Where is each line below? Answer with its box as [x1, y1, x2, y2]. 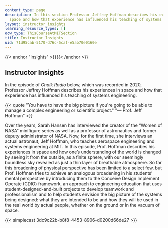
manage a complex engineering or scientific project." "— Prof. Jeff [5, 107, 142, 113]
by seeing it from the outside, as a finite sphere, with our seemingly [5, 154, 144, 160]
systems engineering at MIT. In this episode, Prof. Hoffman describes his [5, 143, 155, 149]
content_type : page [5, 7, 46, 13]
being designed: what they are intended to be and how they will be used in [5, 196, 159, 203]
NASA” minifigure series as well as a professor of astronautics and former [5, 127, 157, 133]
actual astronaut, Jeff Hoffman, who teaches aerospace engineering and [5, 138, 155, 144]
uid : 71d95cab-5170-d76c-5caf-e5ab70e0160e [5, 40, 97, 45]
